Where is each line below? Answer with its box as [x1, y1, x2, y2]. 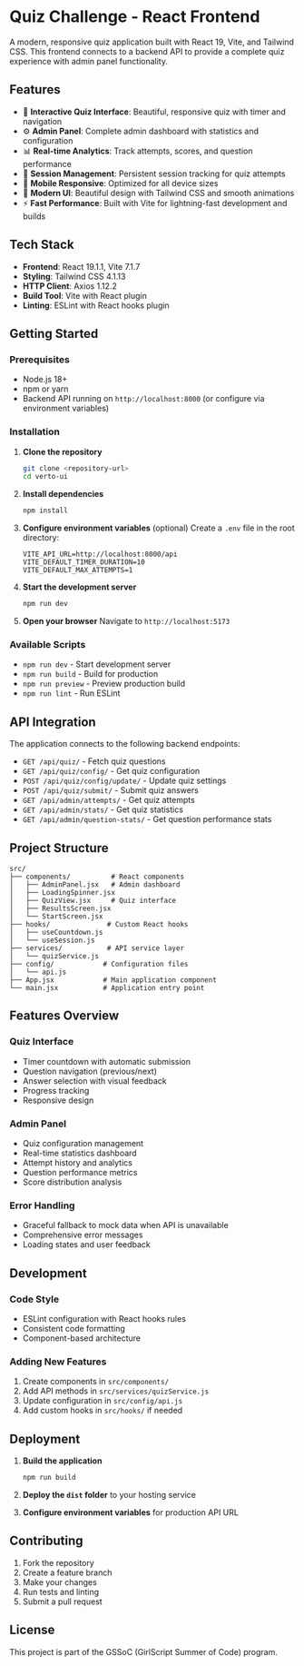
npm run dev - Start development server [22, 659, 172, 669]
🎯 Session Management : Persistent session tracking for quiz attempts [22, 168, 286, 179]
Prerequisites [9, 352, 70, 365]
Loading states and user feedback [22, 1239, 152, 1250]
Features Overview [9, 1008, 120, 1024]
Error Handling [9, 1199, 75, 1212]
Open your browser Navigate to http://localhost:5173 [22, 616, 230, 627]
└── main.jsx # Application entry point [9, 983, 205, 992]
